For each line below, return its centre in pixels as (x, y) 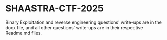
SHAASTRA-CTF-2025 (55, 9)
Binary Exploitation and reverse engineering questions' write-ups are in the (84, 22)
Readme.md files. (24, 33)
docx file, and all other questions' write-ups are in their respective (74, 27)
